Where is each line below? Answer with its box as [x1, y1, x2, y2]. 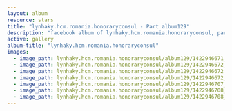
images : [7, 49, 30, 56]
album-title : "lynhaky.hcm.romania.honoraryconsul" [7, 42, 159, 49]
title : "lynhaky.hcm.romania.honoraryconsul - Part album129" [7, 23, 190, 30]
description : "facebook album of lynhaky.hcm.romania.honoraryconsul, [7, 29, 215, 37]
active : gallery [7, 36, 54, 43]
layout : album [7, 10, 48, 17]
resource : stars [7, 17, 54, 23]
